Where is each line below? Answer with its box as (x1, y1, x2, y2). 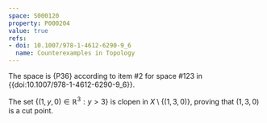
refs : (8, 34, 27, 43)
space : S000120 (8, 11, 60, 20)
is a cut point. (8, 105, 54, 115)
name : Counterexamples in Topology (15, 49, 136, 57)
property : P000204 (8, 19, 70, 27)
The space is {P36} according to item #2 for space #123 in (8, 72, 203, 80)
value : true (8, 27, 48, 35)
